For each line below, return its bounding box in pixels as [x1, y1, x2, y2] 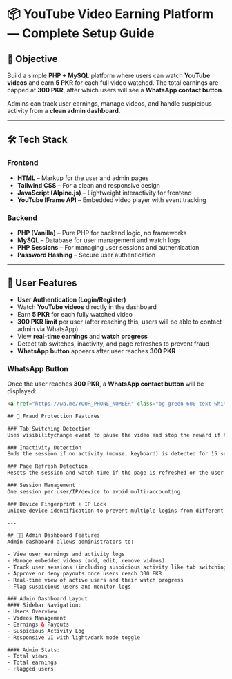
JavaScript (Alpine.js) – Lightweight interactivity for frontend [17, 188, 192, 197]
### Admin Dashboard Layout [7, 596, 88, 602]
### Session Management [7, 482, 76, 489]
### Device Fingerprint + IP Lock [7, 500, 107, 508]
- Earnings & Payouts [7, 621, 70, 628]
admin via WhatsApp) [17, 324, 79, 333]
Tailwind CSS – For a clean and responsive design [17, 181, 161, 189]
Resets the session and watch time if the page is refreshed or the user [7, 469, 224, 477]
